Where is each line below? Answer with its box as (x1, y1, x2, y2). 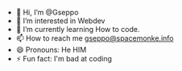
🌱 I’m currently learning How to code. (15, 25, 140, 34)
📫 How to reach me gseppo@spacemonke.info (15, 34, 174, 43)
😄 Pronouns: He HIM (15, 45, 87, 54)
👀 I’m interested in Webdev (15, 16, 105, 26)
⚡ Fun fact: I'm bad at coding (15, 54, 113, 63)
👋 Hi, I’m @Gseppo (15, 8, 79, 17)
